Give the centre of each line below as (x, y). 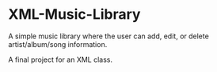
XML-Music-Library (74, 14)
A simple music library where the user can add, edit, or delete (109, 36)
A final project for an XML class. (61, 59)
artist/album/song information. (58, 44)
